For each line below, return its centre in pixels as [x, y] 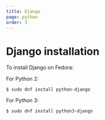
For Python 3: [23, 101]
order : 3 [17, 22]
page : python [22, 17]
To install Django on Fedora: [40, 67]
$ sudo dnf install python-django [48, 90]
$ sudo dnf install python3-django [50, 111]
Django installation [53, 51]
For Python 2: [23, 79]
